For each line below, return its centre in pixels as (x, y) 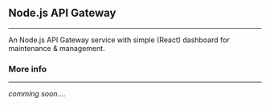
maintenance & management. (57, 48)
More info (27, 69)
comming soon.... (37, 94)
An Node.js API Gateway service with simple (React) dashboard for (119, 40)
